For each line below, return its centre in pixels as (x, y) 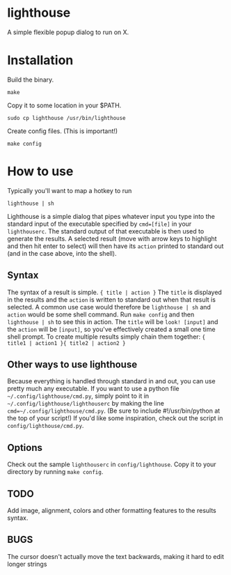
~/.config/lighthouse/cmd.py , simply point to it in (78, 396)
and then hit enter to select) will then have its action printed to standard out (115, 246)
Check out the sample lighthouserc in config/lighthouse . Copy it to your (112, 464)
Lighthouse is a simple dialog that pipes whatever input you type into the (111, 216)
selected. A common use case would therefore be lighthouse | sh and (109, 307)
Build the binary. (31, 79)
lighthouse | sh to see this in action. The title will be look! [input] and (113, 321)
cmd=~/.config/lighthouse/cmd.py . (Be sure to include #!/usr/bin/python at (114, 411)
